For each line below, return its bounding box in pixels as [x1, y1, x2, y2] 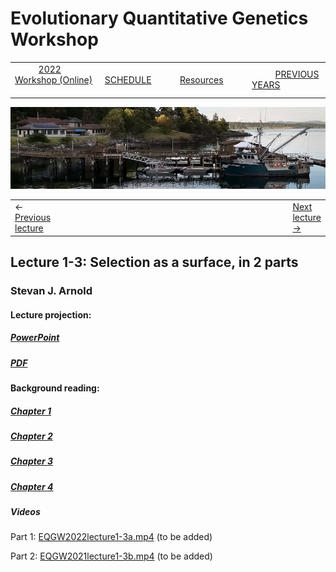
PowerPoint [10, 332, 60, 344]
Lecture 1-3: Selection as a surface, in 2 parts [10, 254, 299, 271]
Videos [10, 506, 41, 518]
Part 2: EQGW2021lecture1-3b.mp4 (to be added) [10, 550, 213, 562]
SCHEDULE [104, 73, 152, 86]
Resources [179, 73, 224, 86]
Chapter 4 [10, 480, 54, 492]
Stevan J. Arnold [10, 284, 93, 297]
